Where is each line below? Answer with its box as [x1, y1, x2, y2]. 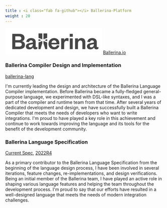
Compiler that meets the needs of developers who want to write [5, 110, 137, 116]
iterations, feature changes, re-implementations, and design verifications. [5, 170, 157, 176]
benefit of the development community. [5, 126, 87, 132]
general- [143, 88, 161, 94]
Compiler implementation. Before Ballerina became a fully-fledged [5, 88, 142, 94]
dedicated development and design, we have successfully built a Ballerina [5, 104, 159, 110]
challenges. [5, 197, 29, 203]
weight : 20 [5, 13, 30, 19]
